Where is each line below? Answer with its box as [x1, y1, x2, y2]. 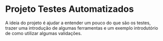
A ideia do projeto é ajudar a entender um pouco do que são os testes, [5, 20, 151, 26]
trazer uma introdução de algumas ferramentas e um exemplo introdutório [5, 25, 158, 31]
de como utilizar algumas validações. [5, 30, 82, 36]
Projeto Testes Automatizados [5, 3, 134, 15]
